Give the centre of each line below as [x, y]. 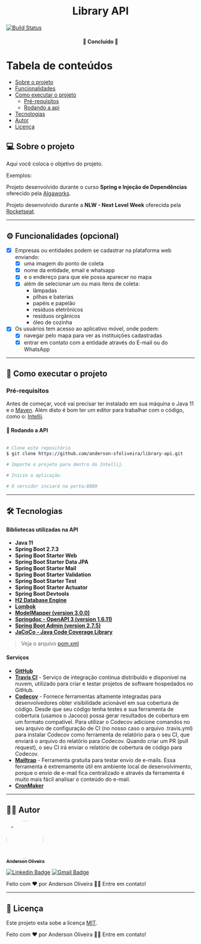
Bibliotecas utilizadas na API [42, 530]
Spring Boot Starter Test [45, 581]
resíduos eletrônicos [58, 309]
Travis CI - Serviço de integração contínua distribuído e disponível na [100, 677]
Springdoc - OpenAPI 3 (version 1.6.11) [63, 620]
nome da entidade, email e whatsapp [69, 270]
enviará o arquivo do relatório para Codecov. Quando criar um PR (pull [101, 741]
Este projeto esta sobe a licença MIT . [52, 923]
